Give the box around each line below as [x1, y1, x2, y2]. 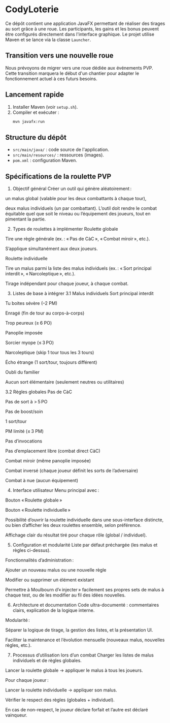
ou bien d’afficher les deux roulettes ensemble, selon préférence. [5, 522, 142, 528]
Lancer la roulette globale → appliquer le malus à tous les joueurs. [5, 667, 143, 674]
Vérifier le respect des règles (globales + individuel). [5, 697, 115, 703]
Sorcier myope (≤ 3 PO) [5, 339, 54, 346]
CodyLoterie [5, 4, 59, 15]
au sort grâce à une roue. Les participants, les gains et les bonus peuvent [5, 25, 159, 32]
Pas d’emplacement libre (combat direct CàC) [5, 448, 100, 454]
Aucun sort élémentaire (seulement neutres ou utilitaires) [5, 379, 124, 385]
